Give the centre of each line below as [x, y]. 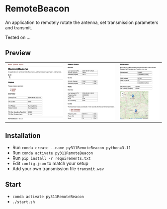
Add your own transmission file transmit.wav [58, 169]
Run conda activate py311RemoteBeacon [53, 153]
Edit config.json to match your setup [50, 163]
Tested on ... [18, 37]
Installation [23, 136]
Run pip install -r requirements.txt [51, 158]
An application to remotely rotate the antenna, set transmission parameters [82, 22]
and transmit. [19, 27]
